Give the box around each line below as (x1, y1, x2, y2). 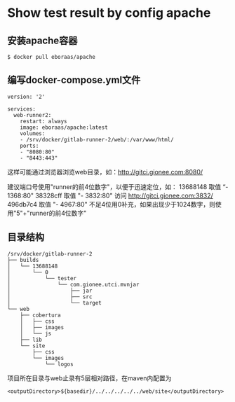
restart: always (20, 118, 68, 125)
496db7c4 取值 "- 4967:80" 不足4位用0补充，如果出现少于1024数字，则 (7, 200, 216, 208)
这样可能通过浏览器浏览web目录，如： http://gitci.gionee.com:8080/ (7, 167, 203, 176)
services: (7, 105, 36, 113)
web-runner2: (13, 111, 52, 118)
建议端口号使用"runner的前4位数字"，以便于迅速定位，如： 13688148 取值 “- (7, 182, 229, 190)
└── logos (44, 361, 74, 368)
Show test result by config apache (7, 5, 211, 21)
